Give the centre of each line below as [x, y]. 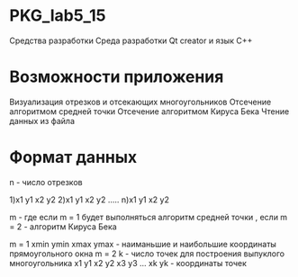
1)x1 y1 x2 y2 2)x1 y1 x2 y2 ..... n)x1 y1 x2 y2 [89, 200]
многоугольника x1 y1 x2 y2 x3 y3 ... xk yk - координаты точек [128, 263]
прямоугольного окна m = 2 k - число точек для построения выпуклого [147, 254]
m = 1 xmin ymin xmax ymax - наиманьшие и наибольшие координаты [143, 244]
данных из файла [42, 121]
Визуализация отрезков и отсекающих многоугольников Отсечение [140, 102]
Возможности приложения [117, 77]
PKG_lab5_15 [58, 16]
